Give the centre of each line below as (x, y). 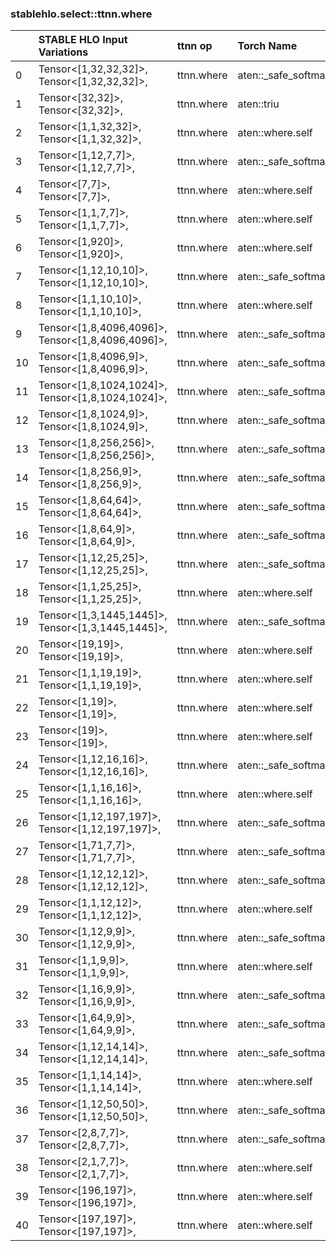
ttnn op (194, 46)
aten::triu (258, 104)
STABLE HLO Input (83, 40)
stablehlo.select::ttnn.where (81, 14)
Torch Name (267, 46)
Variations (63, 52)
